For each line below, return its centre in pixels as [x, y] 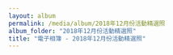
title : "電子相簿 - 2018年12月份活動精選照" [77, 38]
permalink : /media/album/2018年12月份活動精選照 [87, 23]
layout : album [32, 16]
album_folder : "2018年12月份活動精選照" [72, 31]
